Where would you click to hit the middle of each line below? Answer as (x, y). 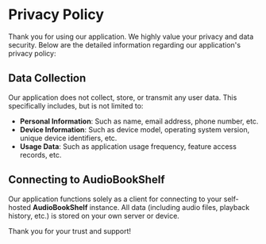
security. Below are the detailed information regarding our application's (124, 44)
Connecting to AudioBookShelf (87, 180)
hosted (20, 207)
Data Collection (47, 78)
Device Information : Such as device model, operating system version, (135, 129)
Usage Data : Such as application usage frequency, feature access (128, 146)
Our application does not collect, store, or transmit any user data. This (123, 97)
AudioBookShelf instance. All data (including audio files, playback (141, 207)
